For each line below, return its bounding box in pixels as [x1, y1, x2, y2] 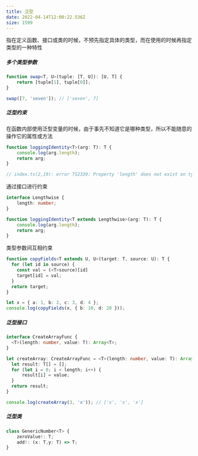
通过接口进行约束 [6, 183, 48, 190]
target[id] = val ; [16, 273, 62, 279]
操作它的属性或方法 [6, 132, 53, 140]
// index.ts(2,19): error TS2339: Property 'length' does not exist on [6, 172, 186, 177]
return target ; [11, 283, 49, 290]
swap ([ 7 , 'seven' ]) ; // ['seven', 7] [6, 95, 99, 101]
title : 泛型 [6, 8, 34, 15]
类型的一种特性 [6, 44, 42, 51]
